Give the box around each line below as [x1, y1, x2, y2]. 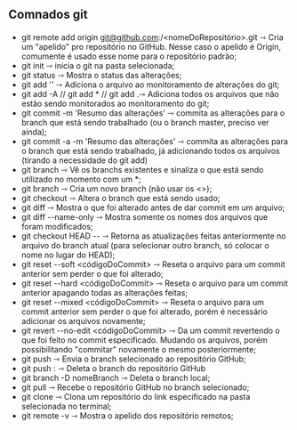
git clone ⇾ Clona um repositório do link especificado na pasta [20, 391, 251, 402]
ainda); [20, 126, 48, 137]
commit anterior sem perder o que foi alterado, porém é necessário [20, 306, 269, 317]
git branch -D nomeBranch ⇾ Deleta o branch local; [20, 372, 211, 383]
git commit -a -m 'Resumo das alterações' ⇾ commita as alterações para [20, 135, 288, 146]
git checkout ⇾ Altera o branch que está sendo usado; [20, 192, 221, 203]
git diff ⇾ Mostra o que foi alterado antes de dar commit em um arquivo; [20, 202, 285, 213]
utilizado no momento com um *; [20, 174, 141, 184]
